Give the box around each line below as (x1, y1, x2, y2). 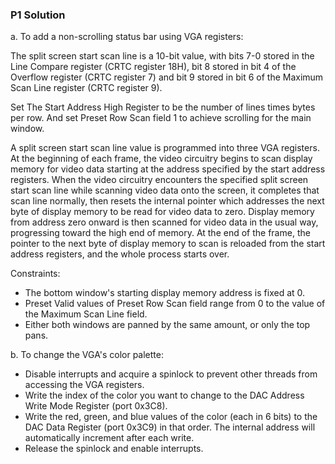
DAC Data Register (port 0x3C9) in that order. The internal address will (24, 421, 316, 433)
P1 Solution (10, 8, 66, 22)
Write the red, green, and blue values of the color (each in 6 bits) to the (24, 411, 318, 423)
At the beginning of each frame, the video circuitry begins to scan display (10, 153, 313, 165)
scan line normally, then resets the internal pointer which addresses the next (10, 195, 325, 207)
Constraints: (10, 268, 61, 280)
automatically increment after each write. (24, 432, 195, 444)
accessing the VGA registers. (24, 379, 145, 391)
